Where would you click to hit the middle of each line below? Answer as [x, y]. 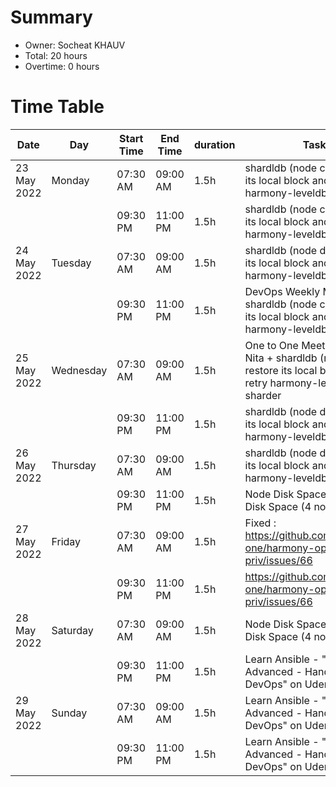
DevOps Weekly [282, 291]
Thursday [74, 465]
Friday [66, 541]
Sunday [69, 713]
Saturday [72, 630]
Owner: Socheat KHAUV [75, 45]
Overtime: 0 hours [62, 66]
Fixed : [260, 523]
